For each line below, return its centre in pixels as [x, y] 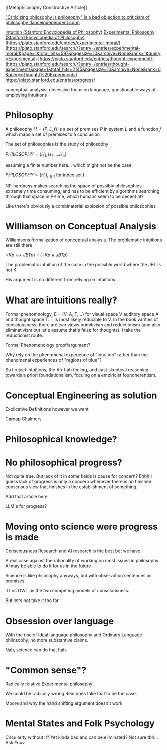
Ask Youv [15, 743]
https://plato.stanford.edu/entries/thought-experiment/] [97, 59]
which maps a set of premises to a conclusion [53, 134]
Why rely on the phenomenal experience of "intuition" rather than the [77, 355]
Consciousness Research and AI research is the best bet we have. [73, 551]
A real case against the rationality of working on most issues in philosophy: [83, 561]
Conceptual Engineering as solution [81, 395]
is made [22, 537]
